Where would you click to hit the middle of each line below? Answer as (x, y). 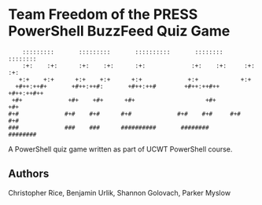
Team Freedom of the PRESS (103, 15)
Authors (29, 174)
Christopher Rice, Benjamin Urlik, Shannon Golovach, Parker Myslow (119, 192)
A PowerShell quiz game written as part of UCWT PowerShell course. (120, 149)
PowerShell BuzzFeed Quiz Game (119, 31)
